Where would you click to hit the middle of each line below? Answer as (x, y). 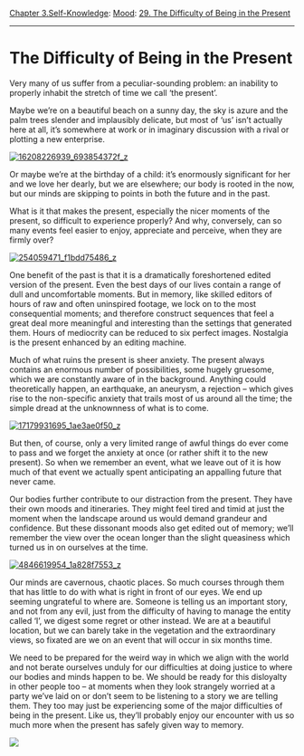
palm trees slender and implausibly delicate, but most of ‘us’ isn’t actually (146, 120)
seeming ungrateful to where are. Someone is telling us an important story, (148, 601)
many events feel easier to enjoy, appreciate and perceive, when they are (146, 230)
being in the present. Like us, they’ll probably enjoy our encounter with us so (152, 715)
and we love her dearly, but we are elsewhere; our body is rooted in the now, (152, 184)
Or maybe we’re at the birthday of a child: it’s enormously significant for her (150, 174)
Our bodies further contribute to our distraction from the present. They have (151, 499)
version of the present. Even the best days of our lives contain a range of (145, 284)
